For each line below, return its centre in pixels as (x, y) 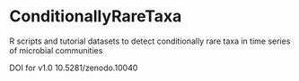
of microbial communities (56, 50)
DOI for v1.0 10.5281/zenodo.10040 (74, 68)
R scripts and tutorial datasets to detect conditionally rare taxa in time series (150, 41)
